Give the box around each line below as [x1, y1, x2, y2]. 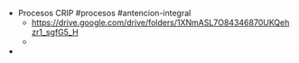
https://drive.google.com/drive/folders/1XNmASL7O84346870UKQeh [31, 17, 290, 28]
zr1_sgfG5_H [31, 27, 79, 37]
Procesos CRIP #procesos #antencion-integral [17, 8, 192, 18]
